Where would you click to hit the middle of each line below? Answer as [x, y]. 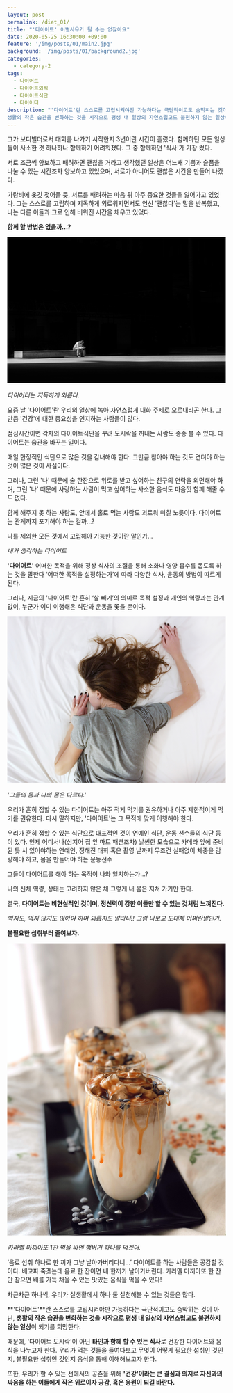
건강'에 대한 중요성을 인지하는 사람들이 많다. [81, 418]
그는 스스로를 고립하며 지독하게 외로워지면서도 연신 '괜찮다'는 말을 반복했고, [118, 203]
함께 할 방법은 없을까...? [39, 227]
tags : [15, 73]
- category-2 [32, 66]
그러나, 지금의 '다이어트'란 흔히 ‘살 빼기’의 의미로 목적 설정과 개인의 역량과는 [110, 598]
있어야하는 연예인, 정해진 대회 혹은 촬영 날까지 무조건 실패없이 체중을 [121, 851]
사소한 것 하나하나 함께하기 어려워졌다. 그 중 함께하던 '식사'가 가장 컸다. [116, 148]
